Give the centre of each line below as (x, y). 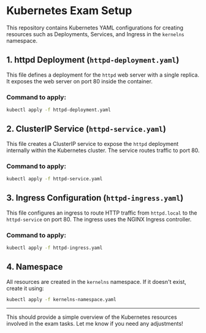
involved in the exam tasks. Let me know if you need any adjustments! (95, 323)
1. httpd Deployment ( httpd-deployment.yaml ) (93, 60)
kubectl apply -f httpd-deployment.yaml (59, 110)
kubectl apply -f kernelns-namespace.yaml (61, 299)
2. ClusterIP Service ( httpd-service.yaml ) (86, 129)
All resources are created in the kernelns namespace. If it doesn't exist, (97, 281)
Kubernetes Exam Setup (69, 11)
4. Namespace (35, 267)
